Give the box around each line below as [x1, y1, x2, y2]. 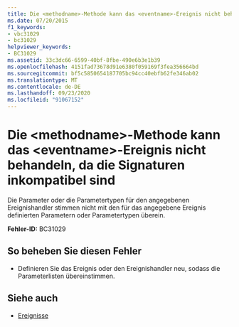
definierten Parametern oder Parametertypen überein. [7, 210, 166, 219]
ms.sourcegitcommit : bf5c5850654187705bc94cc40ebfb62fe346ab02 [7, 70, 199, 77]
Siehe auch [7, 292, 58, 304]
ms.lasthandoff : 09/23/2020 [7, 90, 91, 97]
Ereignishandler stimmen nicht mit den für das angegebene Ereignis [7, 203, 206, 212]
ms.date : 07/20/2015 [7, 17, 69, 24]
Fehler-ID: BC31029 [7, 225, 66, 233]
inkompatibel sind [7, 172, 116, 188]
